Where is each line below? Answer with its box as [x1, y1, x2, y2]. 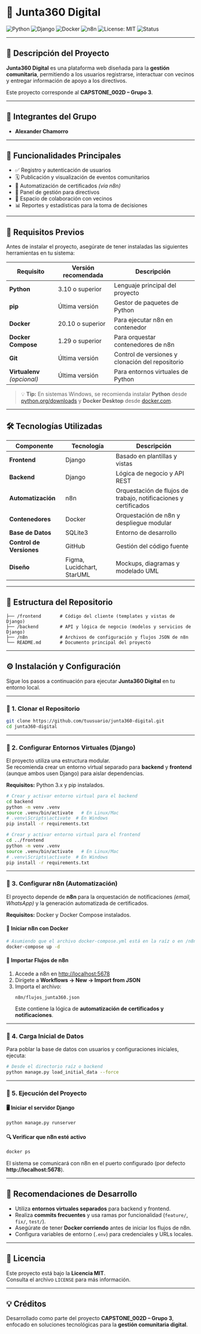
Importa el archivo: [14, 983, 62, 990]
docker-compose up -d [6, 944, 60, 950]
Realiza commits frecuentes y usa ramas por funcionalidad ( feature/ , [14, 1211, 188, 1218]
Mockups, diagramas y [115, 560, 180, 567]
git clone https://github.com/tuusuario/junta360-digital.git [6, 717, 165, 724]
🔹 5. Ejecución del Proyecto [6, 1089, 87, 1097]
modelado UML [115, 567, 159, 575]
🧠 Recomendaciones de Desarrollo [6, 1189, 138, 1200]
